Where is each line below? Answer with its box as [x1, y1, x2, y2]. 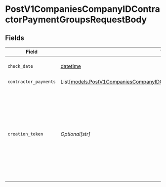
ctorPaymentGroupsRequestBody [5, 14, 147, 25]
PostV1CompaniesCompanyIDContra [5, 3, 161, 15]
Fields [5, 34, 25, 42]
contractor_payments [7, 79, 56, 85]
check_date [7, 63, 33, 69]
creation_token [7, 131, 43, 137]
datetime [60, 63, 82, 70]
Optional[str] [60, 131, 90, 137]
